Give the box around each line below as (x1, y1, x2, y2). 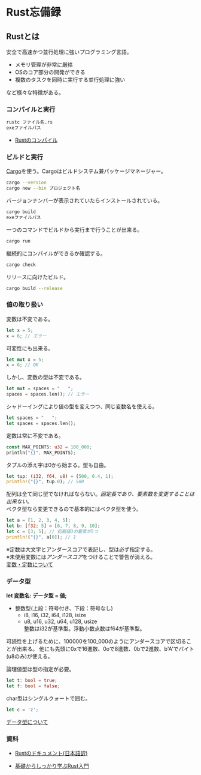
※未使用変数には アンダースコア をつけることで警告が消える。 (6, 553, 156, 560)
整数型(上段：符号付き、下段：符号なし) (14, 605, 114, 612)
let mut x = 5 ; (6, 357, 44, 363)
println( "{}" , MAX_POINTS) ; (6, 450, 77, 456)
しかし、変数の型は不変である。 (6, 373, 85, 381)
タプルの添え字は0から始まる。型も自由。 (6, 461, 109, 468)
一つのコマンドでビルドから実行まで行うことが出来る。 (6, 226, 142, 233)
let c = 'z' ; (6, 707, 39, 713)
